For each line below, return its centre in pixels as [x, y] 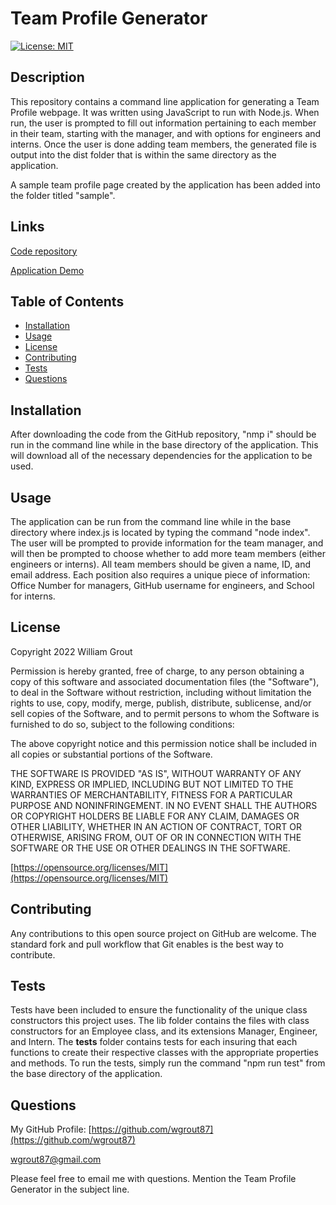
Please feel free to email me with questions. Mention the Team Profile [153, 1179]
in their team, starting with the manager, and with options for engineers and [166, 133]
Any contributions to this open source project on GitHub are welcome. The [163, 933]
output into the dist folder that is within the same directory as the [143, 154]
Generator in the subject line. [70, 1189]
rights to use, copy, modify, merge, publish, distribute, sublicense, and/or [161, 703]
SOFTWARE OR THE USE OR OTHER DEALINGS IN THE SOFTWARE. [150, 848]
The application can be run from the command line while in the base [151, 521]
